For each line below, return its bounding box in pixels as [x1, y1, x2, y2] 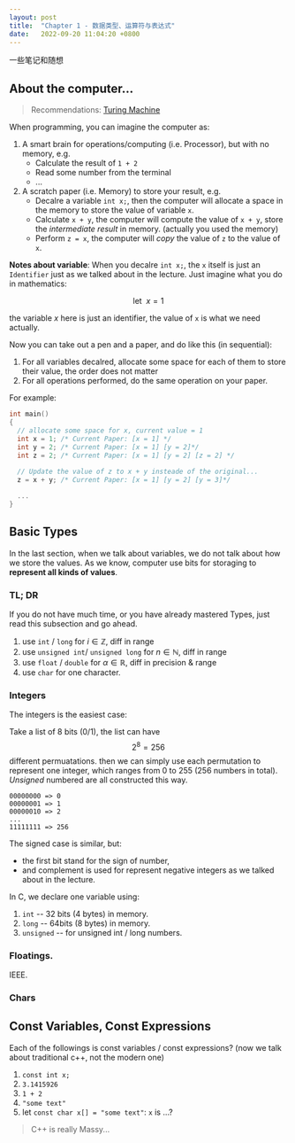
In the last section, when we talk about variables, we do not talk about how [9, 548, 281, 558]
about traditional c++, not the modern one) [9, 1052, 165, 1062]
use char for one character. [21, 666, 121, 678]
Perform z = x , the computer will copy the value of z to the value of [34, 233, 281, 244]
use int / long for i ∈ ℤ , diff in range [21, 635, 155, 647]
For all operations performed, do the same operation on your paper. [21, 376, 268, 386]
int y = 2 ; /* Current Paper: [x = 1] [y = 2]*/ [17, 442, 200, 452]
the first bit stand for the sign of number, [21, 855, 170, 866]
